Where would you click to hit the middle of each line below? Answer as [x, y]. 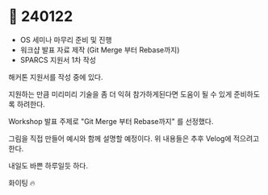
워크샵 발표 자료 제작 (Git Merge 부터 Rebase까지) [100, 50]
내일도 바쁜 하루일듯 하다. [48, 165]
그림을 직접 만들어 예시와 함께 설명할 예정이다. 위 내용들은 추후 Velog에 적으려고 [134, 138]
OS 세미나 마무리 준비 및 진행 [66, 39]
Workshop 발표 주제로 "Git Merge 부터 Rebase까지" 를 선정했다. [111, 121]
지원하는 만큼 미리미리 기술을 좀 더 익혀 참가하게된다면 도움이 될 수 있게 [120, 94]
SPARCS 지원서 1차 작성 [58, 60]
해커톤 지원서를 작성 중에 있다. [56, 77]
